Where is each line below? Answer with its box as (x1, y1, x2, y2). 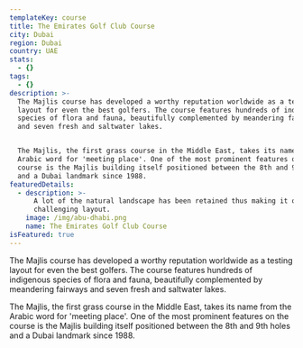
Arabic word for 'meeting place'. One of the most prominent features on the (9, 310, 289, 321)
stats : (9, 55, 34, 64)
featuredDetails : (9, 179, 75, 189)
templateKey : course (9, 13, 87, 23)
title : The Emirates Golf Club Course (9, 22, 155, 31)
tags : (9, 72, 30, 81)
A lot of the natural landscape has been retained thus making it (32, 197, 289, 206)
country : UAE (9, 47, 59, 56)
